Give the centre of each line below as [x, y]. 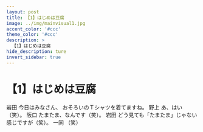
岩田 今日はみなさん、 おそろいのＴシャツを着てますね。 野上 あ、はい [95, 107]
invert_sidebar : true [34, 57]
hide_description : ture [36, 52]
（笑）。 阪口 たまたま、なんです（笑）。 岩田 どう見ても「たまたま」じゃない [102, 115]
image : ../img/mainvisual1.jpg [46, 23]
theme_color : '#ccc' [33, 35]
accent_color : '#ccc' [34, 29]
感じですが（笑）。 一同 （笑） [44, 122]
